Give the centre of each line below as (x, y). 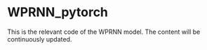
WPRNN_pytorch (58, 12)
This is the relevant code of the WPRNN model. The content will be (104, 32)
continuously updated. (40, 39)
